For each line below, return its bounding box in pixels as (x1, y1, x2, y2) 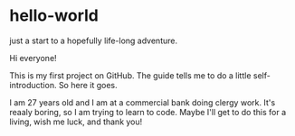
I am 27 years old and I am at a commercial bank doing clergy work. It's (9, 96, 276, 108)
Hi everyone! (9, 52, 57, 63)
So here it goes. (58, 79, 118, 90)
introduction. (9, 79, 57, 90)
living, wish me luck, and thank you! (9, 116, 143, 127)
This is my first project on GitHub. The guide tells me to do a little (9, 69, 252, 81)
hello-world (9, 5, 100, 26)
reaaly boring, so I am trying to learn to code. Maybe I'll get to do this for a (9, 106, 287, 117)
